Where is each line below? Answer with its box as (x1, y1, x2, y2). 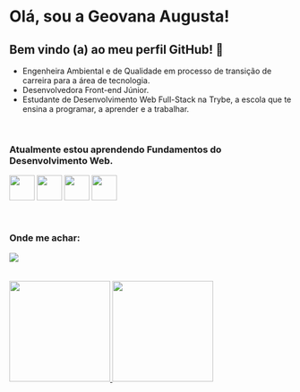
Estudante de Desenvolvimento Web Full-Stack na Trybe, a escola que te (21, 94, 292, 105)
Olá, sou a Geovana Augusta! (9, 6, 230, 27)
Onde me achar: (9, 232, 81, 244)
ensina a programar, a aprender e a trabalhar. (21, 104, 190, 114)
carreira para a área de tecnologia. (21, 75, 150, 86)
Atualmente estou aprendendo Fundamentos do (9, 143, 222, 156)
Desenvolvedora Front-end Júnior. (21, 85, 150, 95)
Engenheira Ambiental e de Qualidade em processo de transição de (21, 65, 272, 76)
